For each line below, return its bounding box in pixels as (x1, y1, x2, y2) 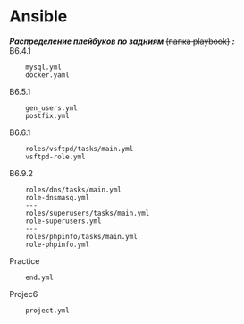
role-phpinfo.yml (25, 240, 90, 249)
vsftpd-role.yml (25, 152, 87, 161)
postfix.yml (25, 111, 70, 120)
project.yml (25, 306, 70, 315)
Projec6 (9, 288, 38, 299)
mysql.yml (25, 63, 63, 72)
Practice (9, 255, 40, 266)
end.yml (25, 273, 54, 282)
